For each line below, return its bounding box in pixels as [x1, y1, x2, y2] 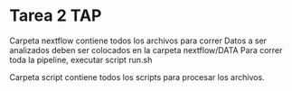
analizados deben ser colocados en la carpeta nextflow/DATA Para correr [9, 44, 283, 55]
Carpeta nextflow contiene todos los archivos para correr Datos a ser [9, 35, 268, 46]
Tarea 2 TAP [9, 5, 102, 26]
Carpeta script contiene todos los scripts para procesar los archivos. [9, 71, 265, 82]
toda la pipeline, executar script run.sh [9, 54, 153, 65]
